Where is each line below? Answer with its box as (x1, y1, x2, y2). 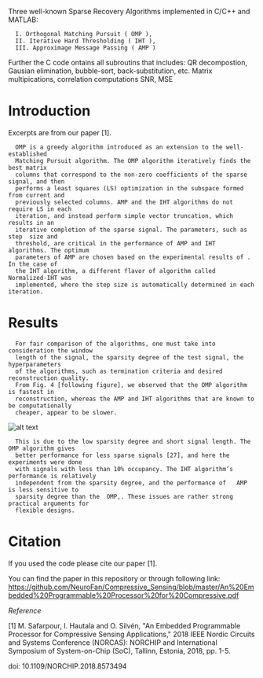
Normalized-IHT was (8, 274, 72, 282)
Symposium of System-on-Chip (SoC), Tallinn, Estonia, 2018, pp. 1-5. (8, 646, 231, 655)
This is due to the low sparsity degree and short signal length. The (15, 437, 251, 445)
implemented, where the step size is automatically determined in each (15, 281, 255, 289)
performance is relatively (8, 472, 97, 480)
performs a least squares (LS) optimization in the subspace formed (15, 184, 244, 192)
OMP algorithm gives (8, 444, 76, 452)
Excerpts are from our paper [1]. (8, 127, 111, 137)
